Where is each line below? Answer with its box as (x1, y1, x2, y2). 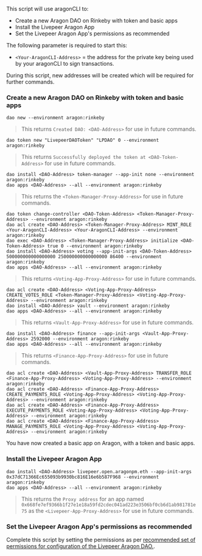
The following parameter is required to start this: (6, 42, 128, 49)
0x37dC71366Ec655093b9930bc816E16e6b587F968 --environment (6, 474, 159, 480)
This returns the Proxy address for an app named (21, 495, 144, 502)
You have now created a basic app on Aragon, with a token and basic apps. (6, 440, 195, 447)
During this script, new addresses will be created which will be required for (6, 72, 194, 79)
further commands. (6, 79, 55, 85)
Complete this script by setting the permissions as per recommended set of (6, 536, 196, 543)
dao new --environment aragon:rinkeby (6, 115, 105, 121)
